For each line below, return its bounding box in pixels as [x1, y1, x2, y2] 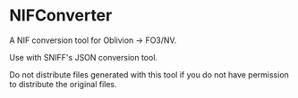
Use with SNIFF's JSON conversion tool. [9, 52, 158, 62]
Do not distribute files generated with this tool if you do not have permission [9, 69, 289, 80]
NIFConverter [9, 5, 113, 26]
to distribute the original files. [9, 78, 118, 89]
